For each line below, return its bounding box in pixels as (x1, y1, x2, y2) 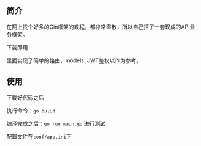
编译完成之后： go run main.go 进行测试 (6, 120, 106, 127)
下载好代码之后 (6, 93, 44, 101)
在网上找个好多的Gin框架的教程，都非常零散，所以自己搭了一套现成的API (6, 23, 190, 31)
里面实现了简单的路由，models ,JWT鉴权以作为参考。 (6, 57, 142, 64)
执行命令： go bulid (6, 106, 56, 114)
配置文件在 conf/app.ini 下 (6, 133, 72, 140)
